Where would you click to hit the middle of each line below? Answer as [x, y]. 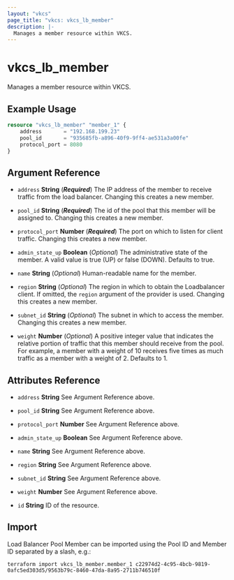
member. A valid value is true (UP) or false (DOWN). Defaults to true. [116, 260]
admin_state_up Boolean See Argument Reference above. [100, 438]
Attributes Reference [54, 380]
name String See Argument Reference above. [81, 451]
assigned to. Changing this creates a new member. [90, 218]
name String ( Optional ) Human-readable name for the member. [107, 274]
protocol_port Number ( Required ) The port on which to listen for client [120, 232]
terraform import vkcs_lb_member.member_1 [70, 564]
